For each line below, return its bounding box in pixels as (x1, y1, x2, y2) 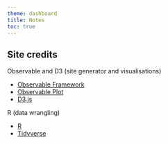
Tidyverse (17, 129, 47, 138)
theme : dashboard (7, 10, 58, 17)
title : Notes (7, 17, 45, 24)
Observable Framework (17, 80, 85, 89)
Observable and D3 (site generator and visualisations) (7, 67, 162, 75)
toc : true (7, 23, 36, 30)
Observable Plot (17, 88, 64, 96)
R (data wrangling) (7, 109, 60, 117)
